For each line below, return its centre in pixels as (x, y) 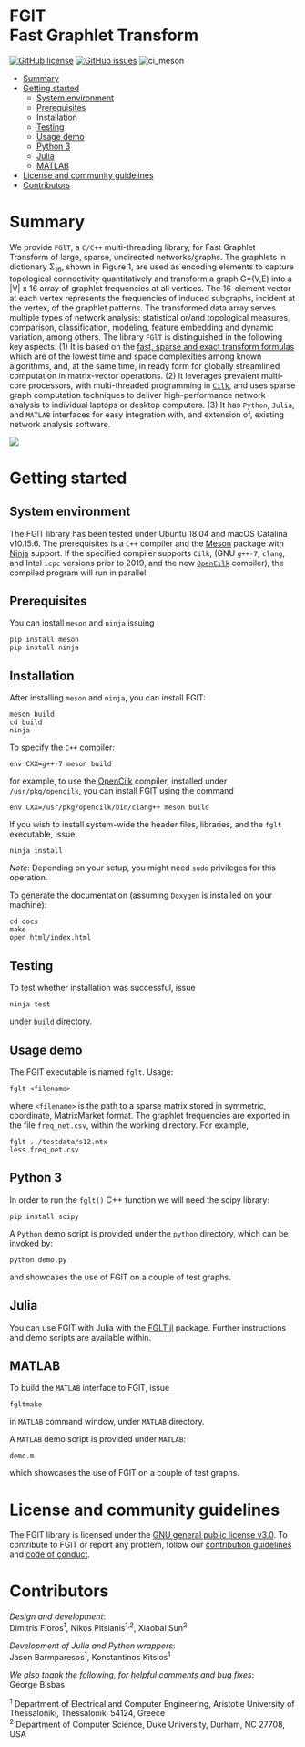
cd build (26, 722)
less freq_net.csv (44, 1150)
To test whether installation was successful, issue (102, 988)
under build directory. (51, 1021)
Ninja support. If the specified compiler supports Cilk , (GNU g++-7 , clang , (147, 553)
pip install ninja (44, 648)
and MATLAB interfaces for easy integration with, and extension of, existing (147, 414)
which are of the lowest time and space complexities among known (136, 356)
